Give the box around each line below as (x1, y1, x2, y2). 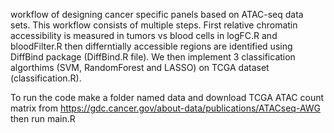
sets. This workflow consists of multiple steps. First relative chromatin (10, 19, 298, 31)
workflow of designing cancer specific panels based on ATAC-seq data (10, 9, 304, 20)
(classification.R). (10, 72, 82, 84)
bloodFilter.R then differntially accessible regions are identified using (10, 40, 293, 52)
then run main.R (10, 113, 76, 124)
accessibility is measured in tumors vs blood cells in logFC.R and (10, 30, 278, 41)
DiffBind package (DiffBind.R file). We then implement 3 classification (10, 51, 296, 63)
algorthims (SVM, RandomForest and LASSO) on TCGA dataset (10, 62, 270, 73)
